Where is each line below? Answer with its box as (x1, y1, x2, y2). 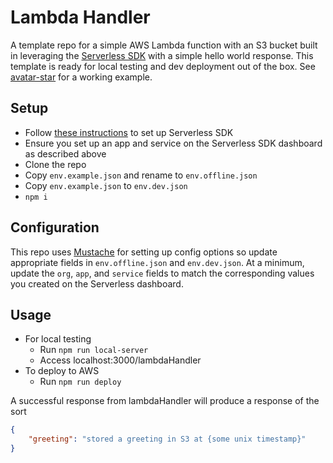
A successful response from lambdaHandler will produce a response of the (10, 395, 320, 407)
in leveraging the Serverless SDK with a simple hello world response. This (10, 49, 314, 61)
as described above (24, 147, 107, 160)
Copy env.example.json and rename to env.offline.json (24, 169, 258, 181)
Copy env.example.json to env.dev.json (24, 179, 188, 191)
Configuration (10, 219, 100, 236)
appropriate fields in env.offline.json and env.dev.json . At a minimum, (10, 256, 305, 268)
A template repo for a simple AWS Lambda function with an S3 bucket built (10, 39, 318, 51)
